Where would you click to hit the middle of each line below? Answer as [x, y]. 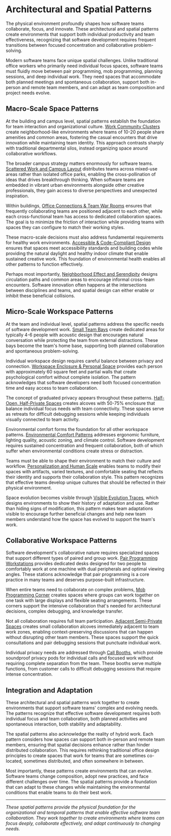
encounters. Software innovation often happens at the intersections [76, 285]
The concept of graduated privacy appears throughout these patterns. [79, 397]
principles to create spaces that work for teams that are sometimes [76, 756]
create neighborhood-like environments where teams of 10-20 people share [85, 132]
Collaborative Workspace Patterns [61, 540]
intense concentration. [29, 674]
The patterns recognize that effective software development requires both [83, 713]
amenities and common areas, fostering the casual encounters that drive [82, 137]
